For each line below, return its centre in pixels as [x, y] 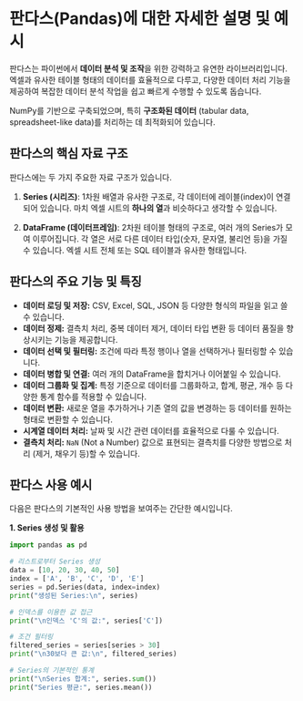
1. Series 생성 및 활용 [47, 528]
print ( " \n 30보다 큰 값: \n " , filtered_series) [93, 654]
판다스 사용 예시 [51, 485]
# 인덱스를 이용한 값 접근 [51, 612]
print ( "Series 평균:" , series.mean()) [81, 687]
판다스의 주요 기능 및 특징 [76, 282]
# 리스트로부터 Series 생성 [55, 562]
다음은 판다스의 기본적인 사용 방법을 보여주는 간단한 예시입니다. [121, 509]
